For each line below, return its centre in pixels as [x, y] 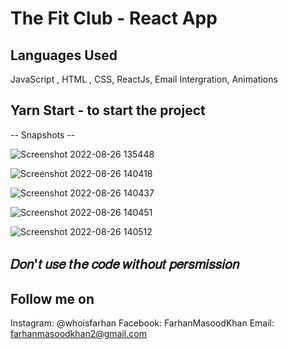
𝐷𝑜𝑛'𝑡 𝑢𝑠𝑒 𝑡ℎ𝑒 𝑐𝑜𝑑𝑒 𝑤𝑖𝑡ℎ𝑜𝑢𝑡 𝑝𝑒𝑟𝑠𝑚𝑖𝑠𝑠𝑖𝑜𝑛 [125, 264]
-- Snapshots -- [43, 134]
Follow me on [52, 298]
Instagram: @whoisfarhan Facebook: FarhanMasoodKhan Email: [142, 323]
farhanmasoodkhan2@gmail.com [78, 334]
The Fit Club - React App [114, 18]
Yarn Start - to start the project [108, 110]
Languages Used [64, 55]
